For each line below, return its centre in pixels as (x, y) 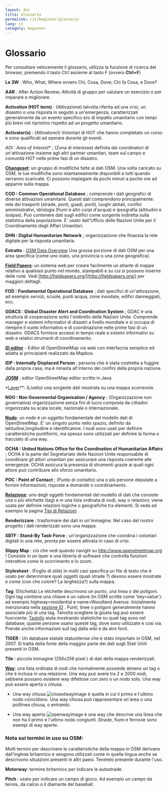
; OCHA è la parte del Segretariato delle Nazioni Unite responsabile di (77, 454)
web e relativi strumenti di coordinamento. (49, 338)
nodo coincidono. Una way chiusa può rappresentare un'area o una (82, 699)
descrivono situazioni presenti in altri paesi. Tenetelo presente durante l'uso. (84, 759)
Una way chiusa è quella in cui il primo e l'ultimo (83, 694)
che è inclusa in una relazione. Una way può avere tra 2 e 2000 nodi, (76, 674)
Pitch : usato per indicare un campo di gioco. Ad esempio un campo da (79, 779)
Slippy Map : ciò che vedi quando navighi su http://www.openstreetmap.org (84, 551)
